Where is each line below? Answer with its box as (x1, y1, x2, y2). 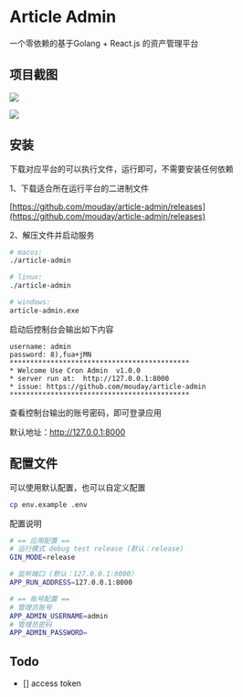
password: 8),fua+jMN (9, 350, 92, 359)
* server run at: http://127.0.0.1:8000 (9, 374, 170, 383)
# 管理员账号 (9, 603, 52, 612)
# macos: (9, 248, 43, 257)
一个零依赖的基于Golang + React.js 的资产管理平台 (9, 37, 199, 48)
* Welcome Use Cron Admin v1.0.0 (9, 365, 142, 375)
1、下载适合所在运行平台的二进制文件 (9, 183, 149, 194)
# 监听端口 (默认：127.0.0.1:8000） (9, 569, 138, 579)
